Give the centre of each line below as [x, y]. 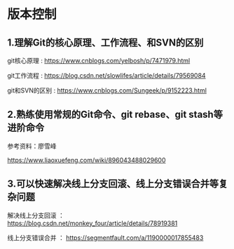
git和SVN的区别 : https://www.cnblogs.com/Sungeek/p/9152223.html [107, 90]
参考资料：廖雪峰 [32, 146]
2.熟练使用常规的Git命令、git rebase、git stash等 [115, 115]
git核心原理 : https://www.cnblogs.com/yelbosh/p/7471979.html [99, 61]
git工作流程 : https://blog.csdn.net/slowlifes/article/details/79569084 [106, 75]
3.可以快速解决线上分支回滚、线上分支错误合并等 [113, 184]
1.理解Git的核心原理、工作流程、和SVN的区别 [105, 42]
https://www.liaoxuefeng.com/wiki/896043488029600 [87, 160]
